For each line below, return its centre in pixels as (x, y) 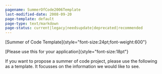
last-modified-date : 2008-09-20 (38, 14)
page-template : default (30, 19)
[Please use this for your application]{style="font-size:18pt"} (67, 52)
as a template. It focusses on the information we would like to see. (73, 67)
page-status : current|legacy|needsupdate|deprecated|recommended (74, 28)
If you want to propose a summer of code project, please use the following (81, 61)
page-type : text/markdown (32, 23)
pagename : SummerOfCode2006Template (43, 10)
